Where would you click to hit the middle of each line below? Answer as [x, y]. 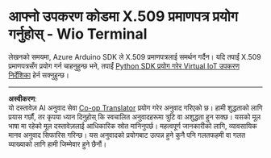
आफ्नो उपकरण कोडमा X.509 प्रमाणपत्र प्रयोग [123, 17]
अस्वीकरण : [23, 98]
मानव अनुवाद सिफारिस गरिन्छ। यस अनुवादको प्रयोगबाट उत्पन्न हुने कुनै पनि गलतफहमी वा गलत [127, 135]
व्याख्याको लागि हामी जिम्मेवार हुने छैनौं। [58, 143]
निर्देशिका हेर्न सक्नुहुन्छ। [39, 75]
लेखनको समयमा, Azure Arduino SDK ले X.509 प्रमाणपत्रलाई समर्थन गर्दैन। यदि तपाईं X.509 [135, 56]
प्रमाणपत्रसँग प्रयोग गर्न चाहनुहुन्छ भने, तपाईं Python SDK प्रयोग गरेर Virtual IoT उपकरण [124, 66]
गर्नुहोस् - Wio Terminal [78, 34]
